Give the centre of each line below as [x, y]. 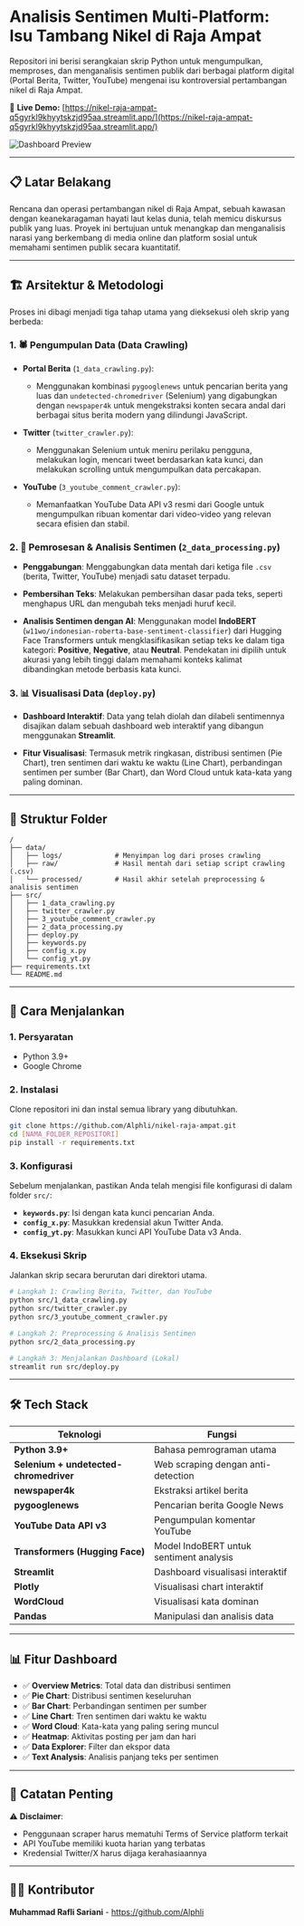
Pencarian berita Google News [218, 1506]
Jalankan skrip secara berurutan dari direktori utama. [109, 1276]
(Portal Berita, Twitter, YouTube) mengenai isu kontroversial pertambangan [148, 80]
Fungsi [222, 1435]
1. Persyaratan [42, 1036]
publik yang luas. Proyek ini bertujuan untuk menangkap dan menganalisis [147, 227]
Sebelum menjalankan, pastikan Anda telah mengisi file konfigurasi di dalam [151, 1186]
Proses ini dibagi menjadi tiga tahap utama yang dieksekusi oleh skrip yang [149, 312]
